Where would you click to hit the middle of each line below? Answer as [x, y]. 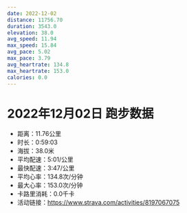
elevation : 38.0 [30, 33]
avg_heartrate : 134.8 [38, 65]
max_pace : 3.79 [29, 58]
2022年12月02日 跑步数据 [80, 113]
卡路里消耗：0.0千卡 [46, 194]
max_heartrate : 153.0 [38, 71]
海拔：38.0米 [36, 151]
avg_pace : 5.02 [29, 52]
